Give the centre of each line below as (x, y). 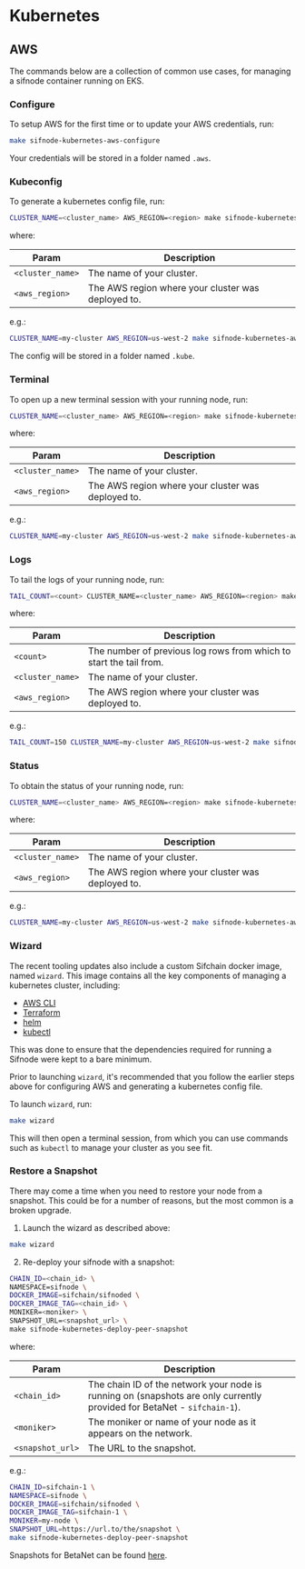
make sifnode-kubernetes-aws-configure (85, 141)
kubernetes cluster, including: (65, 985)
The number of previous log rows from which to (189, 651)
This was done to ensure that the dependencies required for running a (141, 1049)
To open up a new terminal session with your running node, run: (128, 399)
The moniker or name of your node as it (172, 1422)
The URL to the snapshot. (142, 1448)
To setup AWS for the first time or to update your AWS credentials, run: (142, 125)
